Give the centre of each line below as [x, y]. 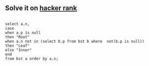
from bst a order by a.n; [32, 59]
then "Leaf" [17, 46]
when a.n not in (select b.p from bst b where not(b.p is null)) [75, 41]
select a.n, [17, 24]
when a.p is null [23, 33]
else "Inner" [19, 50]
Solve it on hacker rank [41, 8]
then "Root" [17, 37]
